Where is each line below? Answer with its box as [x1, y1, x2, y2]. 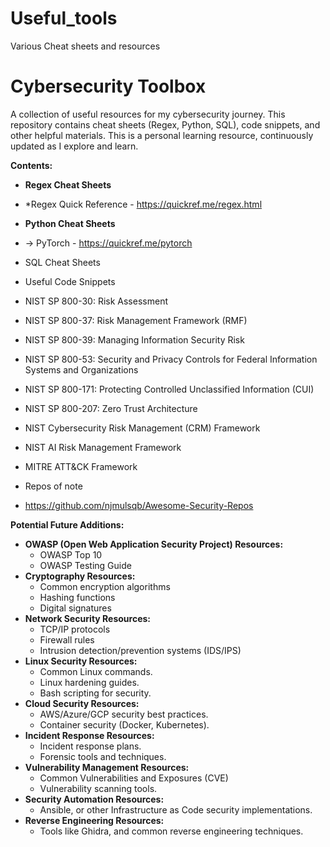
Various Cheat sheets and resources [10, 40, 161, 52]
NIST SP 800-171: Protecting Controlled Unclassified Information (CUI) [24, 383, 315, 395]
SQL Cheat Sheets [24, 256, 101, 268]
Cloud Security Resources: [24, 697, 140, 709]
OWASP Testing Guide [39, 559, 132, 571]
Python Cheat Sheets [24, 217, 116, 229]
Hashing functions [39, 591, 116, 603]
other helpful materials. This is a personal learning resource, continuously [10, 129, 314, 141]
